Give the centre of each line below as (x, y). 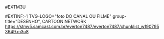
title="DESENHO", (23, 21)
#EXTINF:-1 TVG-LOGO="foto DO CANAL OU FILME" (58, 16)
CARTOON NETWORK (64, 21)
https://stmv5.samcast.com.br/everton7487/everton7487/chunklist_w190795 (82, 26)
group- (119, 16)
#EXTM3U (15, 7)
